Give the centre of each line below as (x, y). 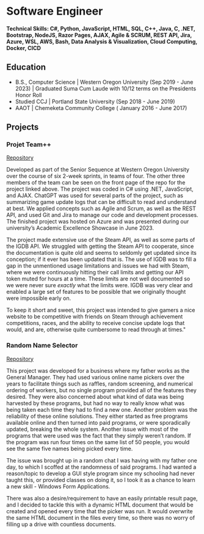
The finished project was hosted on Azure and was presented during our (98, 222)
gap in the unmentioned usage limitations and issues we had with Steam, (98, 266)
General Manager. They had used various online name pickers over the (96, 377)
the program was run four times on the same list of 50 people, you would (98, 442)
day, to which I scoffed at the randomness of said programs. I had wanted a (101, 467)
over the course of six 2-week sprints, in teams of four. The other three (96, 176)
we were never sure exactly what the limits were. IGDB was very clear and (100, 285)
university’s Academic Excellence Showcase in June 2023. (80, 228)
